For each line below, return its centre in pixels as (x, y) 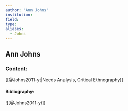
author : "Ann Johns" (27, 10)
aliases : (14, 29)
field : (12, 19)
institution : (19, 15)
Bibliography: (20, 92)
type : (11, 24)
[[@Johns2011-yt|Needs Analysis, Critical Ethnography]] (64, 80)
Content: (17, 69)
